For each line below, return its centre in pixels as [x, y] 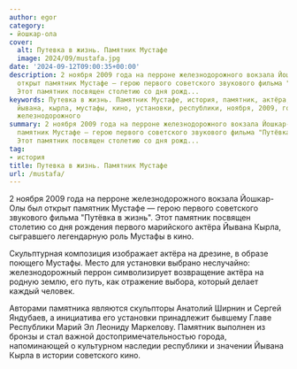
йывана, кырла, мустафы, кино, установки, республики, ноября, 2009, [148, 108]
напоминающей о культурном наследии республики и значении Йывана [147, 346]
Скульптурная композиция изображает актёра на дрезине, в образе [139, 254]
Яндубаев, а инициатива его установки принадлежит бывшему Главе [141, 318]
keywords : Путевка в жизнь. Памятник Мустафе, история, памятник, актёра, [150, 100]
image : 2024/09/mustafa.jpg [69, 58]
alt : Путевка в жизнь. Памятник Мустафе [92, 50]
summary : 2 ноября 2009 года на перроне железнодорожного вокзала [134, 125]
